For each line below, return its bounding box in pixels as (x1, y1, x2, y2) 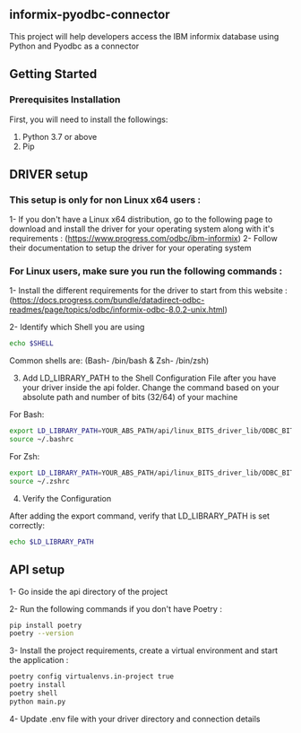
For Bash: (9, 409, 45, 420)
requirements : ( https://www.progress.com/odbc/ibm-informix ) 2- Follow (9, 233, 278, 244)
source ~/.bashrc (9, 435, 74, 444)
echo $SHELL (9, 339, 54, 348)
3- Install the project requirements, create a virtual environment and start (9, 645, 279, 656)
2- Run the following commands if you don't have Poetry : (9, 603, 222, 614)
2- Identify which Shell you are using (9, 322, 145, 333)
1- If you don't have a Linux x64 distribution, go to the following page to (9, 214, 273, 225)
